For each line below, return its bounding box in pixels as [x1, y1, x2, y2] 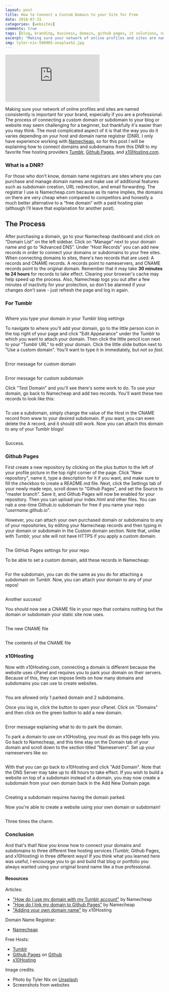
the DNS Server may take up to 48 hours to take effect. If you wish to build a [5, 769, 163, 775]
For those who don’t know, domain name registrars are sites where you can [5, 173, 161, 179]
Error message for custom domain [5, 361, 76, 367]
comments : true [5, 26, 37, 31]
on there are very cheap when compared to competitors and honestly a [5, 195, 153, 201]
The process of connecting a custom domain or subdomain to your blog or [5, 117, 160, 123]
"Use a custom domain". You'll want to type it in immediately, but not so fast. [5, 347, 164, 353]
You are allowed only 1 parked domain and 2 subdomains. [5, 694, 125, 700]
